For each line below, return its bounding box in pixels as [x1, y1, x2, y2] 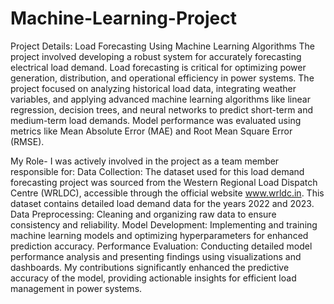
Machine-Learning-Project [10, 7, 237, 30]
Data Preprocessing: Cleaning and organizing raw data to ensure [10, 208, 277, 220]
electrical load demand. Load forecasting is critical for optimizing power [10, 61, 307, 73]
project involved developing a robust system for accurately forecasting [10, 50, 302, 62]
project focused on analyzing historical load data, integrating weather [10, 82, 297, 94]
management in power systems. [10, 282, 143, 294]
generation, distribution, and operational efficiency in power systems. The [10, 72, 315, 84]
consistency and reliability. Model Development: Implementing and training [10, 218, 318, 231]
